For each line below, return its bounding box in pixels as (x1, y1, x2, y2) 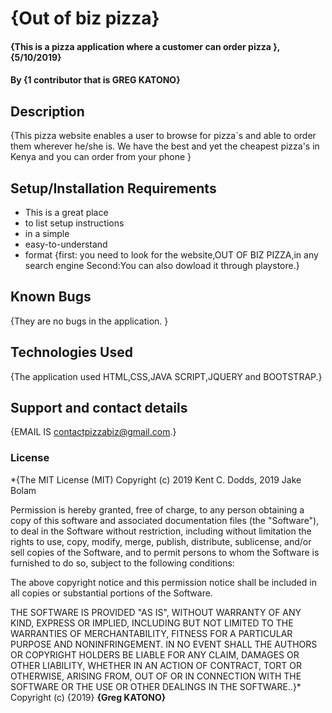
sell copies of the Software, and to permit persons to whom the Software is (10, 546, 320, 558)
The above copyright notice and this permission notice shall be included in (10, 576, 317, 588)
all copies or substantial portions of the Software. (10, 587, 213, 599)
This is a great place (24, 207, 109, 218)
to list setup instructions (24, 217, 125, 229)
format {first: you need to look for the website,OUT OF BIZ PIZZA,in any (24, 249, 319, 261)
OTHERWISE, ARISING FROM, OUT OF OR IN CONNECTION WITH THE (10, 670, 302, 682)
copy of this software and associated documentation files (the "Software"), (10, 514, 320, 526)
